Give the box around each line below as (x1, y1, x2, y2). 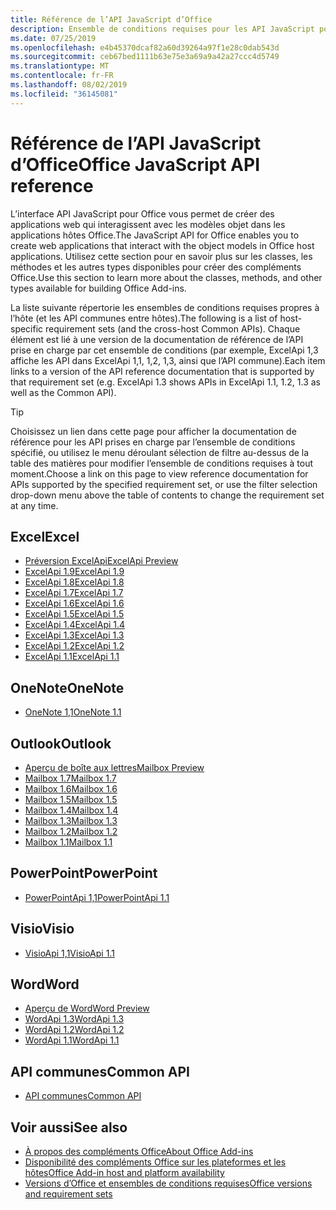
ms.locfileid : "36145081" (10, 89, 118, 99)
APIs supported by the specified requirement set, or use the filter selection (10, 478, 318, 490)
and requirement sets (24, 1188, 113, 1200)
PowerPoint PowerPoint (10, 865, 158, 882)
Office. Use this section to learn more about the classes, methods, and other (10, 271, 323, 283)
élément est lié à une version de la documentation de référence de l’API (10, 333, 304, 345)
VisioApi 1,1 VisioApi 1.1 (24, 947, 115, 959)
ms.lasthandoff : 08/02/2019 (10, 80, 128, 90)
